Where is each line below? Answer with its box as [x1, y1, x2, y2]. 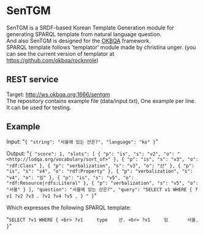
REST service [6, 74, 59, 85]
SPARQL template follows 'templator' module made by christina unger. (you [6, 44, 196, 51]
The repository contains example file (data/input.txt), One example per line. [6, 97, 196, 104]
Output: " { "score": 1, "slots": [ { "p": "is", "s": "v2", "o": [6, 150, 175, 157]
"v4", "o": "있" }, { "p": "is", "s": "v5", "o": [6, 174, 135, 181]
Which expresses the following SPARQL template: [6, 204, 132, 211]
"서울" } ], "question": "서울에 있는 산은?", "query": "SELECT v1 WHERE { [6, 187, 193, 193]
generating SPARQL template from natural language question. [6, 30, 162, 37]
